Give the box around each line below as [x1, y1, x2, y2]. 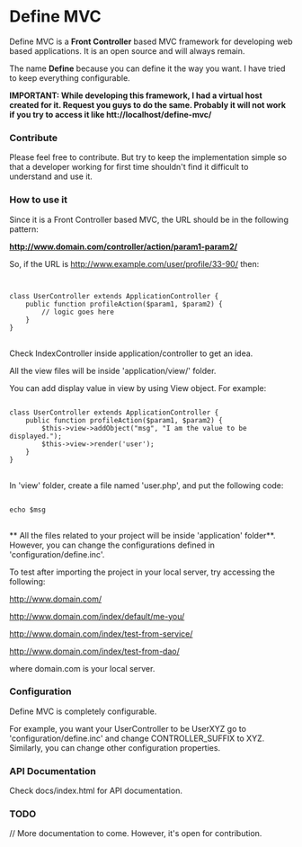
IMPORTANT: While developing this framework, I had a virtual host [9, 90, 262, 101]
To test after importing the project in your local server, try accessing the [9, 566, 276, 577]
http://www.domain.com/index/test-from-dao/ [9, 646, 180, 656]
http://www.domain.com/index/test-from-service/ [9, 628, 193, 639]
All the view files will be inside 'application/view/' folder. [9, 365, 217, 376]
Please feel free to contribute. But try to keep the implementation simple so [9, 152, 288, 163]
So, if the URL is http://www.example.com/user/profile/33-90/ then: [9, 258, 260, 269]
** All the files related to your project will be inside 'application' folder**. [9, 530, 276, 540]
